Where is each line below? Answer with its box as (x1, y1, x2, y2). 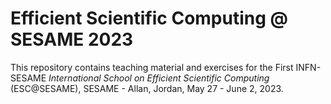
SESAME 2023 (10, 28, 134, 51)
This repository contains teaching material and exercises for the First (10, 61, 294, 73)
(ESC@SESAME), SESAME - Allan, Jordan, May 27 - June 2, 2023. (10, 82, 284, 94)
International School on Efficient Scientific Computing (48, 72, 270, 84)
